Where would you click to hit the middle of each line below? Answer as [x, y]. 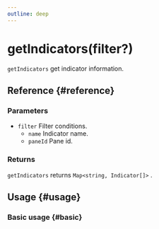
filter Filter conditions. [52, 126]
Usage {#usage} [44, 197]
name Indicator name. [58, 134]
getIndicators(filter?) [70, 48]
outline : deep [28, 14]
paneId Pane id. [50, 141]
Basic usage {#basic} [45, 217]
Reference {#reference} [61, 90]
